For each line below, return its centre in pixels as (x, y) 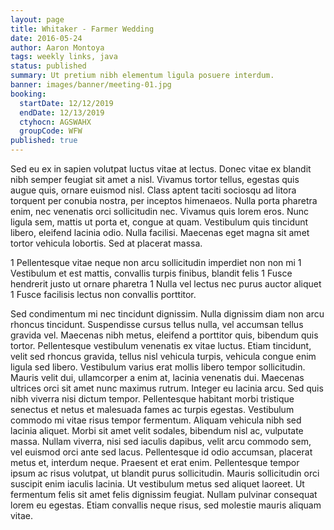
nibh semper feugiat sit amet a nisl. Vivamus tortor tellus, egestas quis (155, 179)
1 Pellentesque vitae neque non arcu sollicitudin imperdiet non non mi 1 (156, 262)
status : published (48, 66)
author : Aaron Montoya (57, 47)
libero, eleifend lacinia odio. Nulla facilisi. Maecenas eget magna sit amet (160, 232)
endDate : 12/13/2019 (62, 112)
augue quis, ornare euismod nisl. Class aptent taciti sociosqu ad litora (153, 190)
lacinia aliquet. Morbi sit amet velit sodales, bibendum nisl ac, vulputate (157, 430)
